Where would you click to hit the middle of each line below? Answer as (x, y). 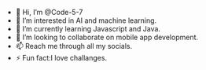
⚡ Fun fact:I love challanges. (61, 58)
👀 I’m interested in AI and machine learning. (86, 20)
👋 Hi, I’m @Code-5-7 (49, 12)
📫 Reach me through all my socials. (74, 46)
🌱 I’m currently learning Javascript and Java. (88, 29)
